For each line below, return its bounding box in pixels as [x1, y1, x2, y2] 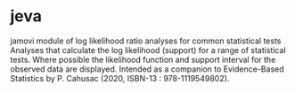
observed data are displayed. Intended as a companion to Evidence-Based [10, 64, 284, 74]
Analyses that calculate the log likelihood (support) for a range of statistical [10, 44, 286, 55]
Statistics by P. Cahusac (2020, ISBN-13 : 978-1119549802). [10, 73, 230, 83]
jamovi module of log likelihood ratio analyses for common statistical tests [10, 35, 282, 46]
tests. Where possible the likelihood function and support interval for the [10, 54, 276, 65]
